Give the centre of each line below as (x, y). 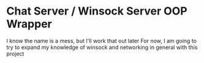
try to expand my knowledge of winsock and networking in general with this (102, 47)
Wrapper (29, 24)
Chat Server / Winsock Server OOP (97, 11)
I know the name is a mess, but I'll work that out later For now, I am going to (102, 41)
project (15, 53)
